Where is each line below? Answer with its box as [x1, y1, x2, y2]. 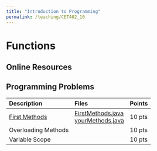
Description [9, 99, 43, 107]
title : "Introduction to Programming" [6, 8, 101, 15]
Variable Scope [9, 135, 51, 143]
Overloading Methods [9, 126, 69, 134]
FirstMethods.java [74, 109, 124, 117]
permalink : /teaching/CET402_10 [6, 14, 85, 20]
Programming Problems [6, 82, 95, 92]
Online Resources [6, 62, 72, 72]
